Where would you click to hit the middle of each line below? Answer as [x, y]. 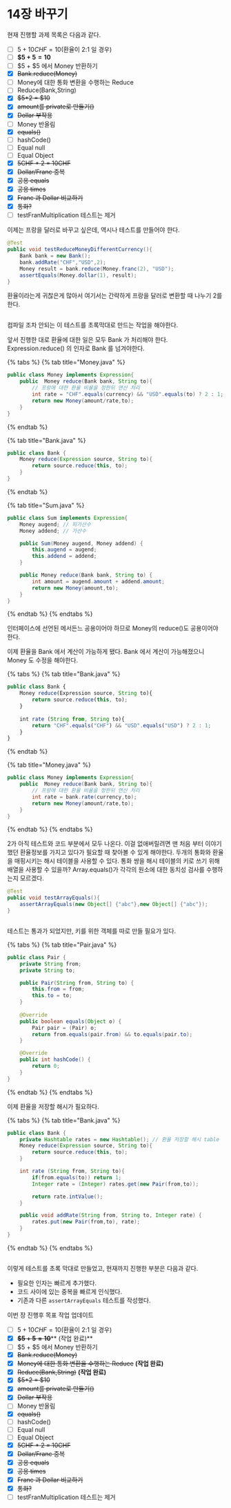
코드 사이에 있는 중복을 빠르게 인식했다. [70, 1291]
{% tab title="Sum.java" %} [46, 505]
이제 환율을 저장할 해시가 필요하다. [53, 1106]
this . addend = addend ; [64, 556]
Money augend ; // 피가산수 [56, 524]
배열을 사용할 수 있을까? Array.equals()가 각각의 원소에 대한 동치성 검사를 [106, 870]
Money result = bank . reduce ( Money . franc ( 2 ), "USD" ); [97, 269]
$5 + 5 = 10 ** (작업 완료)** [55, 1338]
